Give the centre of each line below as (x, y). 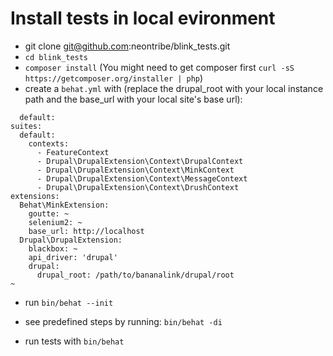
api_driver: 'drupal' (73, 257)
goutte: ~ (49, 213)
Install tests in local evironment (143, 18)
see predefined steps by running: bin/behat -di (123, 321)
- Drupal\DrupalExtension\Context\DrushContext (138, 187)
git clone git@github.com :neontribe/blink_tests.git (127, 46)
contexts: (49, 143)
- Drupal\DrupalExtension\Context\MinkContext (135, 170)
